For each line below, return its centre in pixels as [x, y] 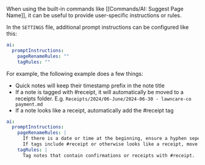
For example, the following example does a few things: [75, 73]
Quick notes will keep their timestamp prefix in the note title [90, 86]
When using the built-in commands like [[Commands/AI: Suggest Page [95, 9]
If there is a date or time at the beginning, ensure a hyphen [105, 139]
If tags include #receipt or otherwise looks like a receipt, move [110, 144]
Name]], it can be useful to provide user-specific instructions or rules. [94, 15]
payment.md [29, 104]
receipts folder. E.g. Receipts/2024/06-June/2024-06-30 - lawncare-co [103, 98]
